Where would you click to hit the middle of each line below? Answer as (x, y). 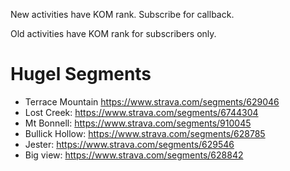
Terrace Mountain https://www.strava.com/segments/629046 (152, 101)
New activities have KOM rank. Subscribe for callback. (122, 14)
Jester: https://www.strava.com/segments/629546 (129, 144)
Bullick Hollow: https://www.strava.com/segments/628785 (145, 133)
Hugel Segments (81, 74)
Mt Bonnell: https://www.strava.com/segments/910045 (138, 123)
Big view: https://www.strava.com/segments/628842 (134, 155)
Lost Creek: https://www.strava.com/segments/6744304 (141, 112)
